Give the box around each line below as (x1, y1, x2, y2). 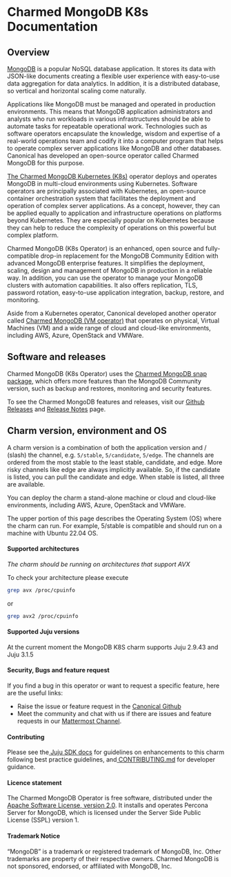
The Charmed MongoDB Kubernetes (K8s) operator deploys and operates (7, 172, 217, 180)
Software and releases (7, 351, 106, 363)
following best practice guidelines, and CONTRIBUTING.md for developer (7, 755, 216, 764)
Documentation (7, 19, 99, 35)
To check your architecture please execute (7, 573, 129, 581)
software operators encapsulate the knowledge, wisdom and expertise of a (7, 129, 221, 138)
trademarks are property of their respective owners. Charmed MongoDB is (7, 854, 219, 862)
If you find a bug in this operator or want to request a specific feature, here (7, 681, 220, 690)
